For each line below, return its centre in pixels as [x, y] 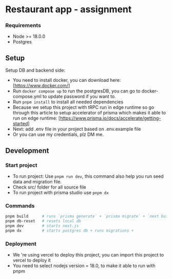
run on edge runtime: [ [36, 118]
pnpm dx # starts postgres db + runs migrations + [70, 230]
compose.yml [27, 97]
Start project [21, 165]
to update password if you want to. [79, 97]
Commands [20, 205]
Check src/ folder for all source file [49, 187]
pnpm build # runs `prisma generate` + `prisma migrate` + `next [82, 216]
